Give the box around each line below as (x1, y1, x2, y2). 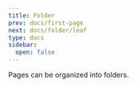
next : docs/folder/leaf (8, 26, 88, 34)
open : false (15, 48, 56, 56)
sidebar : (8, 41, 37, 49)
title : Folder (8, 11, 56, 20)
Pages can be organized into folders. (8, 70, 129, 79)
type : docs (8, 33, 45, 42)
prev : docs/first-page (8, 19, 84, 27)
